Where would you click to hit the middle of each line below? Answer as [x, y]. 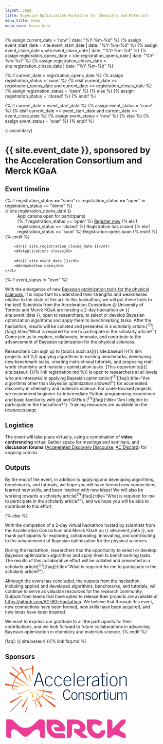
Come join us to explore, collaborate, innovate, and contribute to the [73, 337]
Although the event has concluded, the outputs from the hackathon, [73, 581]
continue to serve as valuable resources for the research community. [74, 591]
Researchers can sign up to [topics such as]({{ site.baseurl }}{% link [73, 351]
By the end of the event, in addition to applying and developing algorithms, [80, 479]
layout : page [18, 10]
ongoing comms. [22, 453]
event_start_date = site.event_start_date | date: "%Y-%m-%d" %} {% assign [81, 45]
